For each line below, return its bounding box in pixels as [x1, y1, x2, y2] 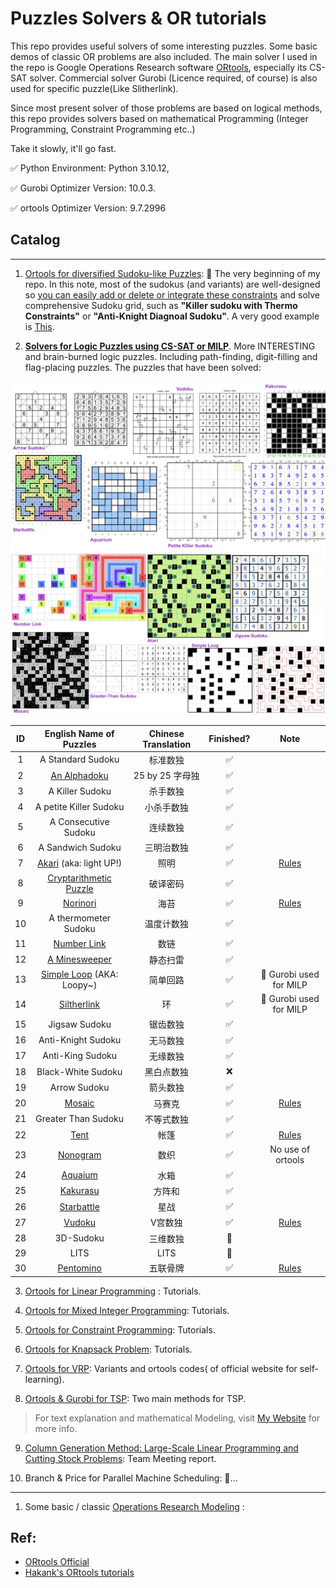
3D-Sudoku [54, 1232, 105, 1244]
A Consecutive [49, 815, 110, 827]
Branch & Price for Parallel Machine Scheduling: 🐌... [24, 1472, 238, 1484]
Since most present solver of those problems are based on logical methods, [10, 102, 323, 114]
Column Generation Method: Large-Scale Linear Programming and [24, 1442, 299, 1454]
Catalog [10, 232, 61, 249]
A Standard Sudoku [39, 753, 120, 766]
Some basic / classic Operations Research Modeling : [24, 1500, 245, 1512]
